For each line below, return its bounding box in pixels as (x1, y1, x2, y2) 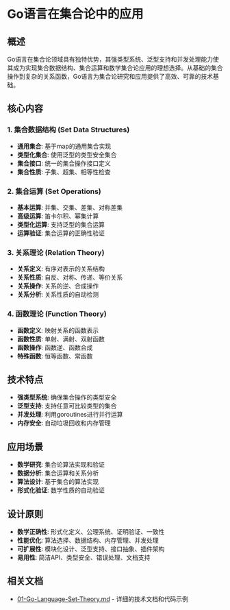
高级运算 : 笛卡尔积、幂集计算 (16, 212, 99, 220)
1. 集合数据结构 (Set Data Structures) (7, 125, 130, 134)
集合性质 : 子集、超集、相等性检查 (16, 167, 111, 175)
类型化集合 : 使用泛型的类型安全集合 (16, 150, 117, 158)
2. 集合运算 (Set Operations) (7, 186, 101, 196)
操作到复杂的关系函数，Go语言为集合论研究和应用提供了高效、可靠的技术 (7, 73, 214, 80)
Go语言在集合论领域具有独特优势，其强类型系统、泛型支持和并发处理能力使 (7, 56, 219, 63)
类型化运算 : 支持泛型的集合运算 (16, 220, 105, 228)
